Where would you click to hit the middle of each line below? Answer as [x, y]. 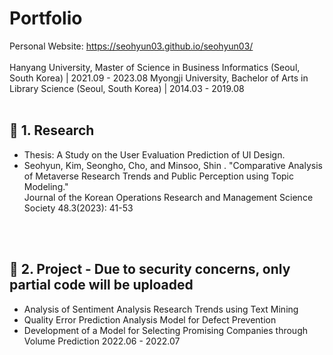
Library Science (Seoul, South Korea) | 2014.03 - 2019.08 [127, 88]
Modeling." [46, 186]
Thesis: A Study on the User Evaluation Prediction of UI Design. [154, 154]
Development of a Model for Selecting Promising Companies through [166, 330]
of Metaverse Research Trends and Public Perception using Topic [159, 176]
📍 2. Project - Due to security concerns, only [150, 269]
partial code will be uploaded [101, 285]
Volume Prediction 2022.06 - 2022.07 [102, 341]
